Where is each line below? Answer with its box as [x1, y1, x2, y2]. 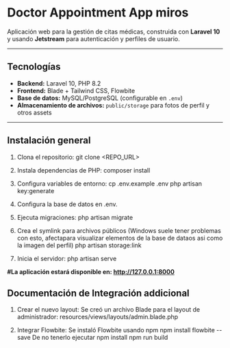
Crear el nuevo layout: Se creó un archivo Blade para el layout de [16, 306, 201, 314]
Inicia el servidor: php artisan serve [16, 254, 117, 262]
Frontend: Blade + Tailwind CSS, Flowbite [16, 86, 136, 95]
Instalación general [7, 135, 91, 147]
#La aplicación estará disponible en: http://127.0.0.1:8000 [7, 267, 175, 275]
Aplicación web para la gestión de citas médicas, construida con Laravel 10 [7, 27, 220, 36]
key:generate [16, 186, 55, 195]
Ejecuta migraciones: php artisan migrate [16, 213, 133, 221]
